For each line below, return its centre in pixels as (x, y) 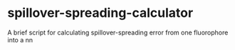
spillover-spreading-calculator (100, 13)
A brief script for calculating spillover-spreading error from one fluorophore (118, 32)
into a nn (20, 39)
